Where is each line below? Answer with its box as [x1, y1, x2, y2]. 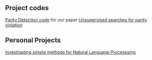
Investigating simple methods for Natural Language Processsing [5, 49, 136, 55]
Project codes [5, 4, 49, 12]
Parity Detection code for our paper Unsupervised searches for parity [5, 17, 148, 22]
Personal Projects [5, 36, 61, 44]
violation [5, 22, 23, 28]
